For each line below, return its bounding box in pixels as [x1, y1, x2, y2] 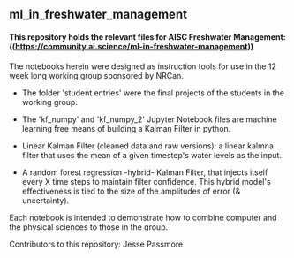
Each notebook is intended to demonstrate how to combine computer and [9, 212, 277, 223]
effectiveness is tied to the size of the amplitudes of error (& [21, 186, 241, 196]
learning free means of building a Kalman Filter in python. [21, 123, 231, 133]
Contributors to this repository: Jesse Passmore [9, 239, 184, 249]
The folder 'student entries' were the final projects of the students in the [21, 87, 285, 98]
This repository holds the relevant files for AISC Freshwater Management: [9, 31, 286, 42]
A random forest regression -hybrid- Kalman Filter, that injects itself [21, 167, 268, 178]
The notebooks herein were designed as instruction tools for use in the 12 [9, 61, 276, 72]
